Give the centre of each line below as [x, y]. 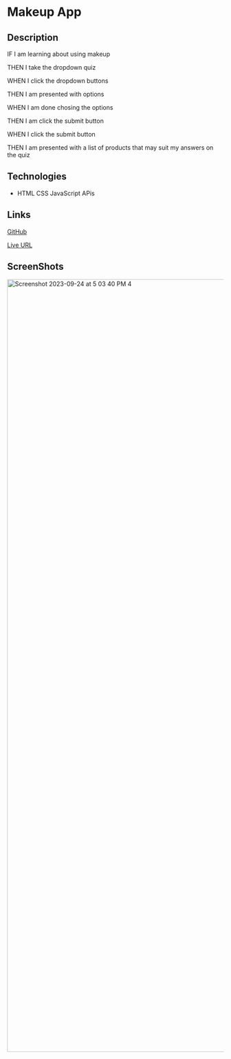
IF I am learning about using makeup [59, 54]
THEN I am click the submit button [56, 121]
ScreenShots [35, 267]
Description [33, 38]
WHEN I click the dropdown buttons [58, 81]
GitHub [17, 231]
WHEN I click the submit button [52, 134]
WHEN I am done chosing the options [60, 107]
